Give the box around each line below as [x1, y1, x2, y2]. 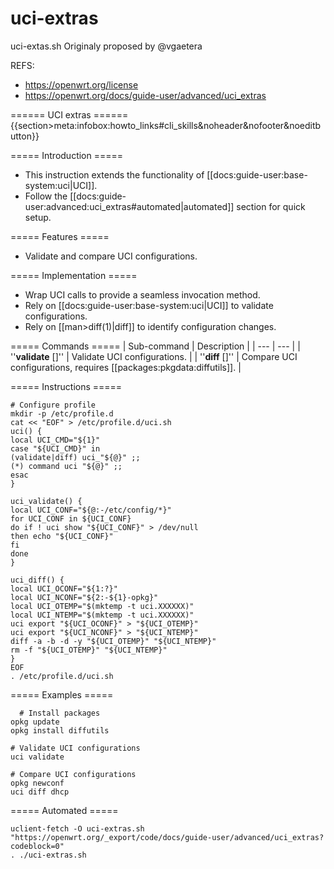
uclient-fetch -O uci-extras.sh [10, 823, 145, 834]
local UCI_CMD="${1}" [10, 435, 101, 445]
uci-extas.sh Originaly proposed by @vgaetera [10, 40, 203, 52]
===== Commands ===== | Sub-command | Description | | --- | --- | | [10, 340, 301, 352]
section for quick [236, 200, 306, 212]
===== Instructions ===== [10, 380, 123, 392]
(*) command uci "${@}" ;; [10, 461, 123, 471]
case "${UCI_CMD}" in [10, 443, 101, 454]
